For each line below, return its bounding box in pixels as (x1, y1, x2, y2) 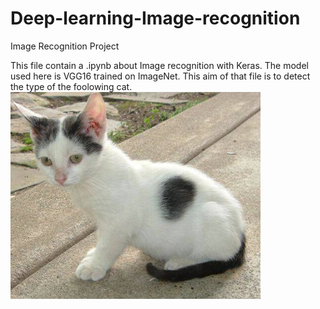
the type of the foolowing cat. (10, 80, 133, 92)
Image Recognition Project (10, 40, 120, 52)
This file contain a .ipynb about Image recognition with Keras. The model (10, 59, 309, 71)
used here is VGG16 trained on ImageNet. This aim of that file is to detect (10, 70, 311, 82)
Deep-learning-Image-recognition (10, 7, 301, 30)
